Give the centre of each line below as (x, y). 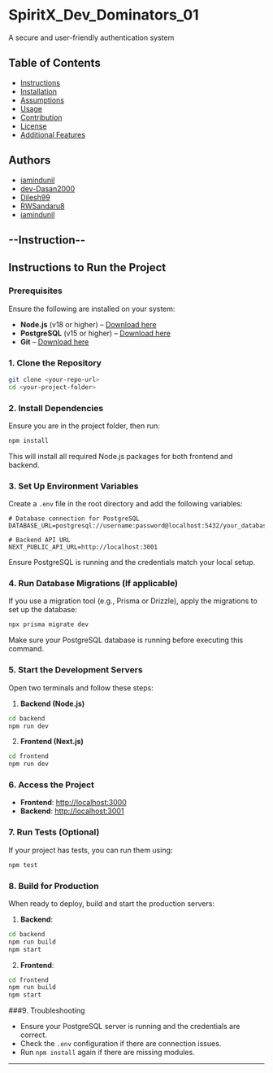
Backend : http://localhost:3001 (72, 811)
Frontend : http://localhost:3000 (74, 803)
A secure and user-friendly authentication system (91, 37)
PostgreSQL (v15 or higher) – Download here (95, 333)
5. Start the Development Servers (76, 670)
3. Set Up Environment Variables (74, 486)
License (33, 126)
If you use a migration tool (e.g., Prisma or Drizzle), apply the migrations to (133, 601)
